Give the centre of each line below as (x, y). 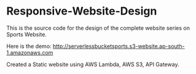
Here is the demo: (29, 46)
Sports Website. (27, 34)
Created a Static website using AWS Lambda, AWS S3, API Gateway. (93, 64)
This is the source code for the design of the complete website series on (98, 28)
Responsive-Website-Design (82, 11)
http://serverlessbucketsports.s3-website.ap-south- (119, 46)
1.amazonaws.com (30, 52)
